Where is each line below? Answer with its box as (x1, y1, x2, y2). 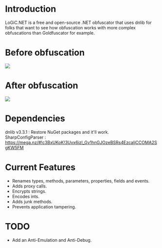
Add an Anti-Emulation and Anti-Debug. (12, 237, 92, 243)
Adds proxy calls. (12, 183, 47, 189)
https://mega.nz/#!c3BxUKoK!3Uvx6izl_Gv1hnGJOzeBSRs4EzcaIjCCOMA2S (5, 139, 157, 145)
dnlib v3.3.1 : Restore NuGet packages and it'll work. (5, 129, 109, 135)
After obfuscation (5, 80, 78, 91)
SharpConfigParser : (5, 134, 46, 140)
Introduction (5, 3, 56, 15)
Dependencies (5, 113, 65, 124)
